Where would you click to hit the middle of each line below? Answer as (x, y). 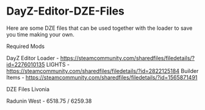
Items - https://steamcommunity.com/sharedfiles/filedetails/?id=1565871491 (102, 77)
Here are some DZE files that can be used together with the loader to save (99, 28)
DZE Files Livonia (28, 89)
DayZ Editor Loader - (33, 58)
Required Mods (25, 46)
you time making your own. (40, 34)
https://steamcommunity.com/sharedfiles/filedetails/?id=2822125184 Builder (103, 70)
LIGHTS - (58, 64)
